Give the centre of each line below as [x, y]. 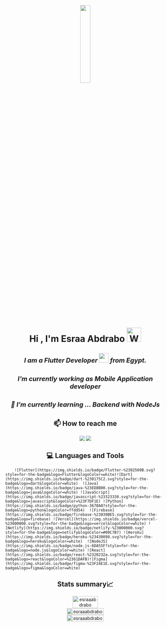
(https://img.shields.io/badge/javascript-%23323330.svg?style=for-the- [84, 497]
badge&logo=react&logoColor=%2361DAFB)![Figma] [57, 559]
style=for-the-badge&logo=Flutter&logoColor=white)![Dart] [69, 474]
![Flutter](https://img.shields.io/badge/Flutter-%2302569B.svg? [85, 470]
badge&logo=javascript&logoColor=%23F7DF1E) [53, 501]
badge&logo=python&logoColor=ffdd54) [45, 510]
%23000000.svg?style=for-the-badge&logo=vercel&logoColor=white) [76, 523]
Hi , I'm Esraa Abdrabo [77, 339]
